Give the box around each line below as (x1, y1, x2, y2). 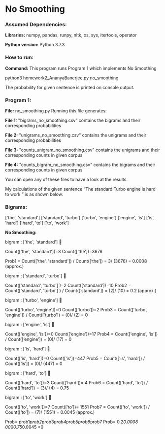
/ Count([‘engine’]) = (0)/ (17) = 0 (5, 336, 72, 342)
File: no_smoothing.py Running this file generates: (5, 108, 107, 114)
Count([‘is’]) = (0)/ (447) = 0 (5, 361, 63, 367)
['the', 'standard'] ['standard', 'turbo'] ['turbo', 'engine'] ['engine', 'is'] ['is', (5, 215, 155, 221)
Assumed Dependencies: (5, 21, 67, 28)
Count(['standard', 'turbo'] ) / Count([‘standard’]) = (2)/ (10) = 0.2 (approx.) (5, 288, 157, 294)
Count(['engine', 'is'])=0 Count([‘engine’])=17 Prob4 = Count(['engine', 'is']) (5, 331, 158, 337)
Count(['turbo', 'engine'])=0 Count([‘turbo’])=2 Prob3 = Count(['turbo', (5, 307, 148, 313)
